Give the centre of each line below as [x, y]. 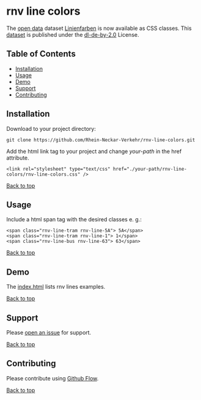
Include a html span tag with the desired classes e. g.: [74, 220]
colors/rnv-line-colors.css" [43, 174]
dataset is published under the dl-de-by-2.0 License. [73, 34]
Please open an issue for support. [49, 332]
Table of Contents [41, 54]
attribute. [18, 158]
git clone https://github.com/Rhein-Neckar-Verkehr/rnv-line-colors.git [101, 140]
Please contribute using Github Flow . [53, 378]
